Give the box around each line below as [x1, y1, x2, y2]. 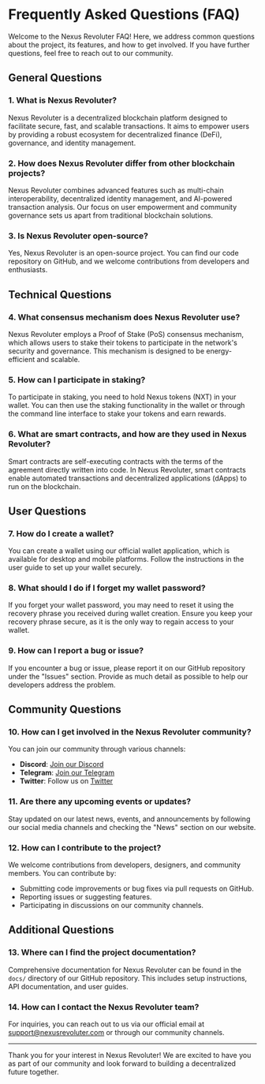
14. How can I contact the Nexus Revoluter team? [8, 1001, 200, 1012]
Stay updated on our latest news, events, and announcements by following [8, 814, 251, 824]
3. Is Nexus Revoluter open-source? [8, 230, 148, 241]
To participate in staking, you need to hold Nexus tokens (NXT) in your [8, 392, 237, 402]
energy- [206, 346, 233, 356]
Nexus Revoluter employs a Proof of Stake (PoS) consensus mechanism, [8, 329, 244, 338]
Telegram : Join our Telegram [19, 768, 115, 778]
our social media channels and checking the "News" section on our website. [8, 822, 256, 832]
